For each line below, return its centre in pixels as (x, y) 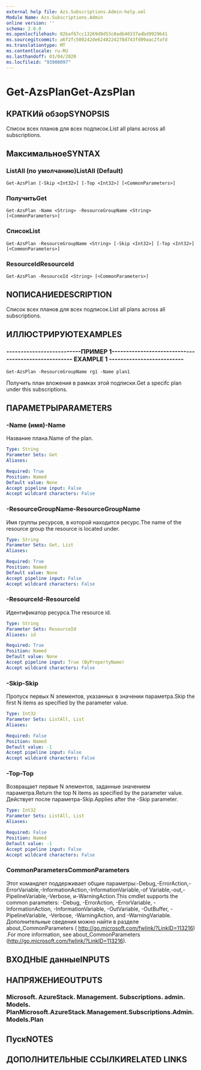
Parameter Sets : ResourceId (41, 629)
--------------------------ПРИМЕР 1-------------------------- (96, 352)
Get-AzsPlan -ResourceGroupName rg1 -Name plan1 (68, 371)
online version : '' (31, 23)
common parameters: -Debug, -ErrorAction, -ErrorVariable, (79, 902)
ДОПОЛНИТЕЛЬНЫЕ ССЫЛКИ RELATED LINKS (97, 1059)
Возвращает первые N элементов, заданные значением (78, 787)
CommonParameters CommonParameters (68, 870)
